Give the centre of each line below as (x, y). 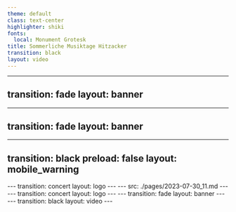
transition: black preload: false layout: (92, 158)
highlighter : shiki (36, 27)
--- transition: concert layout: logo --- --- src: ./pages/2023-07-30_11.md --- (118, 186)
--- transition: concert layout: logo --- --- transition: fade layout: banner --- (116, 194)
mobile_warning (43, 169)
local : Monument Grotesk (50, 40)
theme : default (29, 14)
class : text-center (36, 20)
